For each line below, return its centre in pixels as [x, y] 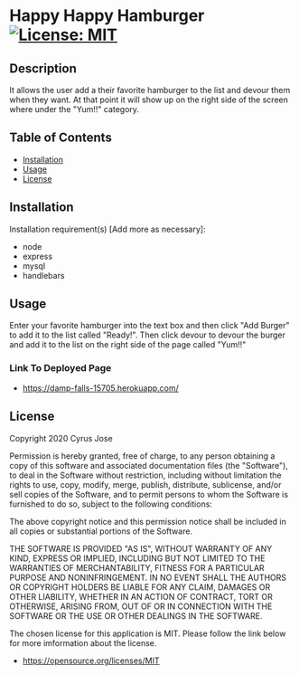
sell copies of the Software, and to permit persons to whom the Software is [149, 494]
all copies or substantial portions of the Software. [101, 531]
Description [43, 68]
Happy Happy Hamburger [107, 16]
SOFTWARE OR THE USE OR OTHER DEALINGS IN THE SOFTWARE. [136, 615]
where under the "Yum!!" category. [75, 109]
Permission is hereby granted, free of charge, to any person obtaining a [142, 456]
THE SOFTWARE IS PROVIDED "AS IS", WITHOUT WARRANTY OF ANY [141, 548]
